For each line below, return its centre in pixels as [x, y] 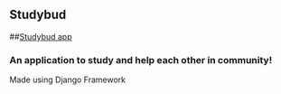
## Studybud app [41, 36]
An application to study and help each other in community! [141, 60]
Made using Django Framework [68, 80]
